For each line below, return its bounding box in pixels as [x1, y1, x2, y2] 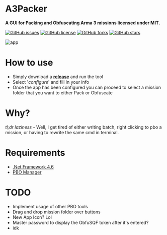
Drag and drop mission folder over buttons [12, 209, 101, 215]
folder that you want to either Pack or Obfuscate [12, 89, 113, 96]
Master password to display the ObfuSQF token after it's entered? [12, 219, 149, 225]
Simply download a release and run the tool [12, 74, 104, 80]
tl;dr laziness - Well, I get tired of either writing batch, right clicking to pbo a [5, 124, 162, 130]
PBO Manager [12, 169, 42, 175]
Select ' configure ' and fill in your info [12, 79, 90, 85]
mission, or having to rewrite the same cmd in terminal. [5, 129, 119, 135]
